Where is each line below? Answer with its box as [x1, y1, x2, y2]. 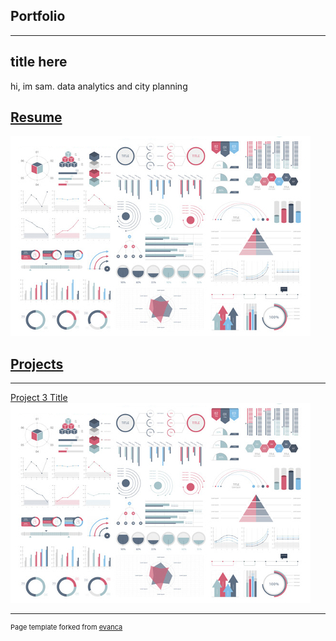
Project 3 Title [10, 392, 68, 404]
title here [10, 54, 68, 71]
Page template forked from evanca [10, 622, 123, 633]
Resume [10, 109, 63, 126]
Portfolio [10, 8, 66, 25]
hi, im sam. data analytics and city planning [10, 80, 188, 92]
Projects [10, 355, 64, 373]
